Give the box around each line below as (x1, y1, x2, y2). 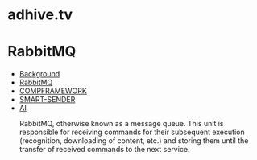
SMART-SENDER (19, 95, 76, 105)
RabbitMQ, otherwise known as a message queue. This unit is (19, 119, 224, 129)
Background (19, 69, 60, 79)
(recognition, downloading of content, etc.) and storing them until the (19, 136, 249, 146)
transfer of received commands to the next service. (19, 145, 190, 154)
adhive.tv (7, 6, 73, 24)
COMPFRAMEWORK (19, 86, 88, 96)
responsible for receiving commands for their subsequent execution (19, 127, 245, 137)
